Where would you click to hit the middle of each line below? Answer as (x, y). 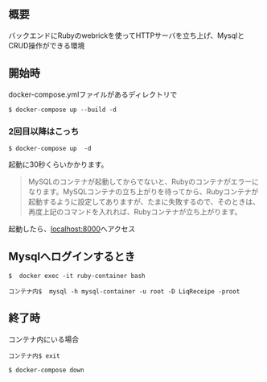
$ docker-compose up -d (50, 148)
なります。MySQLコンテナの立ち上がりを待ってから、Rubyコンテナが (143, 191)
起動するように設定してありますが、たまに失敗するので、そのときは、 (144, 201)
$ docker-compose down (46, 370)
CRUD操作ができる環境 (47, 45)
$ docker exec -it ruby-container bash (77, 276)
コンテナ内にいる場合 (43, 339)
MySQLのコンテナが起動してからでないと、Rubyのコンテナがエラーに (144, 181)
